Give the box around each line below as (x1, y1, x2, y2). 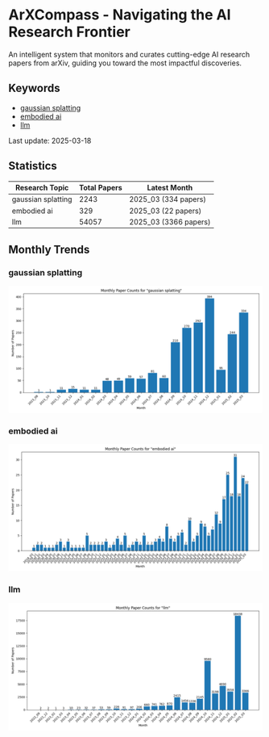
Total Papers (79, 183, 122, 193)
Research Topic (14, 183, 69, 193)
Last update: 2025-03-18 (8, 136, 92, 145)
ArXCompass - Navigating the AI (8, 6, 231, 24)
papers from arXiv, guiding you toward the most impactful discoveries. (8, 58, 242, 68)
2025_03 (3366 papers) (128, 216, 211, 227)
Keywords (8, 82, 60, 95)
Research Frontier (8, 23, 131, 41)
